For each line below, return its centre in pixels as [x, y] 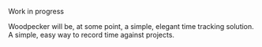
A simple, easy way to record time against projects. [92, 35]
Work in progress [36, 11]
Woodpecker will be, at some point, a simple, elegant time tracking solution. [131, 26]
